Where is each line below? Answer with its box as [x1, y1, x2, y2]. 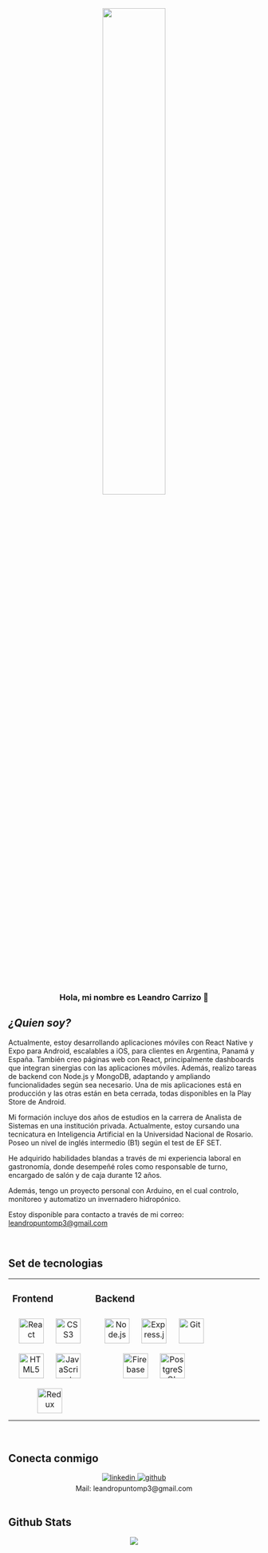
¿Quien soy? [8, 1017, 72, 1030]
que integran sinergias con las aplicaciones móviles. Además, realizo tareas [8, 1063, 257, 1073]
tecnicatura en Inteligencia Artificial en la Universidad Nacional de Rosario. [8, 1129, 254, 1139]
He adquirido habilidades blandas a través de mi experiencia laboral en [8, 1153, 242, 1163]
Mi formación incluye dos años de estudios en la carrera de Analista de [8, 1112, 242, 1122]
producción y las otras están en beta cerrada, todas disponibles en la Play [8, 1089, 252, 1098]
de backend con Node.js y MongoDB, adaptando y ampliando [8, 1071, 211, 1081]
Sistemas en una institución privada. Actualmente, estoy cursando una [8, 1120, 240, 1130]
